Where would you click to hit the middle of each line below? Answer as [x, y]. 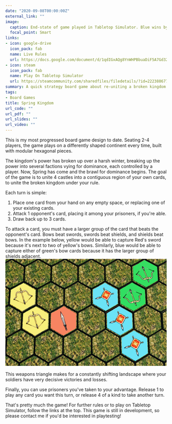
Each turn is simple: [26, 192]
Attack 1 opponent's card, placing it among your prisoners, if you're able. [89, 214]
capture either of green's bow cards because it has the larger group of [80, 251]
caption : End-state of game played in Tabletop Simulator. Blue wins [85, 27]
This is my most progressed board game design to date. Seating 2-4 [77, 140]
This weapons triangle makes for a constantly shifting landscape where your [86, 374]
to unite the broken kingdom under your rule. [52, 183]
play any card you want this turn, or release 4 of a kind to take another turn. [85, 395]
